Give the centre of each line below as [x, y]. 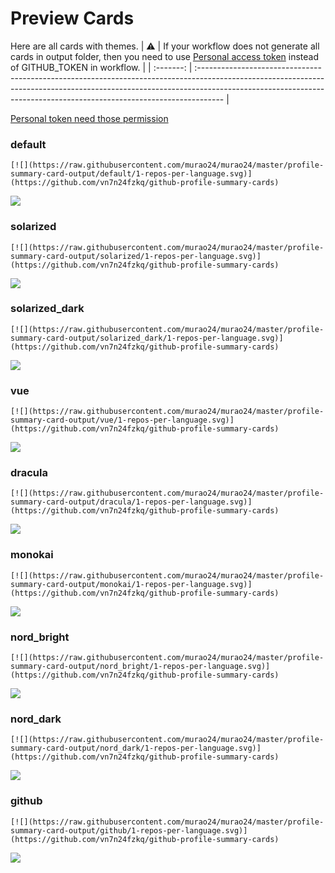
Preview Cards [72, 18]
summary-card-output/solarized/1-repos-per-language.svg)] [136, 256]
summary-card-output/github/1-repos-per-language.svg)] [129, 830]
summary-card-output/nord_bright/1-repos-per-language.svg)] [140, 667]
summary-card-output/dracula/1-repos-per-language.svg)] [131, 502]
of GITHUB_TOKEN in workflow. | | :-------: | [101, 67]
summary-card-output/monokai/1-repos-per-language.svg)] [131, 584]
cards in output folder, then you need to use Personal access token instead [164, 56]
